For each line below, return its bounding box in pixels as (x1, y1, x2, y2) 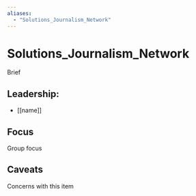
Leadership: (7, 88, 59, 100)
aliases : (7, 10, 32, 17)
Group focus (7, 144, 42, 152)
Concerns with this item (7, 182, 74, 190)
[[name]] (16, 107, 42, 115)
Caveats (7, 164, 43, 176)
